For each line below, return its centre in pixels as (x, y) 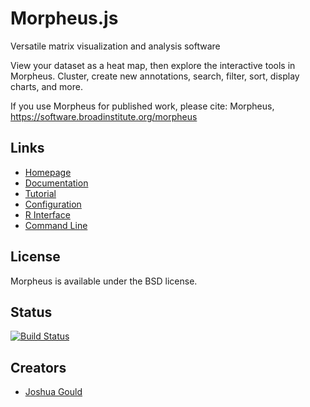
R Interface (47, 214)
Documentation (56, 183)
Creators (38, 367)
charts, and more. (46, 86)
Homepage (48, 172)
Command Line (56, 225)
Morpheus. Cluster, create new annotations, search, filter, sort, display (155, 76)
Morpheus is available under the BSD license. (104, 281)
